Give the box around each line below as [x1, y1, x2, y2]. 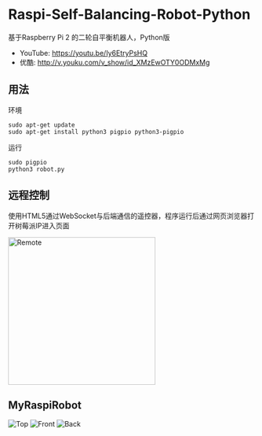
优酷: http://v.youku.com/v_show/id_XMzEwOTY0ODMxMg [19, 57, 210, 67]
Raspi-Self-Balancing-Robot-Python [8, 6, 251, 24]
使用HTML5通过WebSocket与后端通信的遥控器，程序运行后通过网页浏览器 [8, 211, 248, 220]
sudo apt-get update [8, 120, 76, 129]
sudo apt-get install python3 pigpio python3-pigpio [8, 127, 184, 135]
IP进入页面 [35, 220, 70, 230]
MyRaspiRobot [8, 398, 82, 412]
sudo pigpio [8, 158, 47, 166]
